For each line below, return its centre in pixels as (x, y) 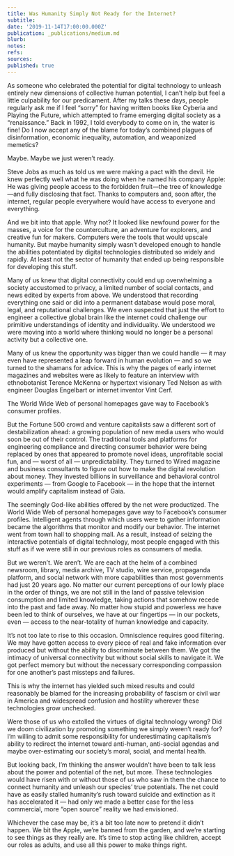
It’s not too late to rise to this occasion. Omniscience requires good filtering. (116, 635)
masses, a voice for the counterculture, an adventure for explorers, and (109, 229)
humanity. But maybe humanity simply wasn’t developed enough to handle (114, 244)
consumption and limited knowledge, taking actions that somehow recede (113, 599)
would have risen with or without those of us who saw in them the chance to (117, 779)
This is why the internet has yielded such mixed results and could (101, 686)
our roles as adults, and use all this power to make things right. (97, 845)
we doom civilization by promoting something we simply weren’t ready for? (115, 728)
